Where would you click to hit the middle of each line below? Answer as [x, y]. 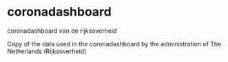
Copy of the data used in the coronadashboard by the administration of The [114, 44]
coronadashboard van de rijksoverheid [62, 31]
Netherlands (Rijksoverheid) [47, 51]
